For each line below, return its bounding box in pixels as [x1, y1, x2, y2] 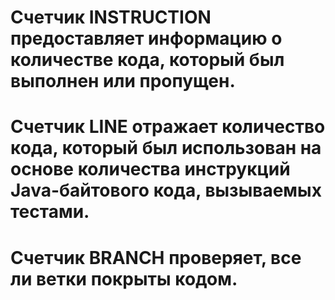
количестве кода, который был [10, 49, 285, 71]
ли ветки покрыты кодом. [10, 267, 238, 290]
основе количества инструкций [10, 158, 291, 181]
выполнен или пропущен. [10, 70, 236, 93]
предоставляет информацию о [10, 27, 283, 50]
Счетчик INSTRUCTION [10, 6, 212, 29]
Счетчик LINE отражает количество [10, 116, 326, 138]
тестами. [10, 201, 90, 223]
